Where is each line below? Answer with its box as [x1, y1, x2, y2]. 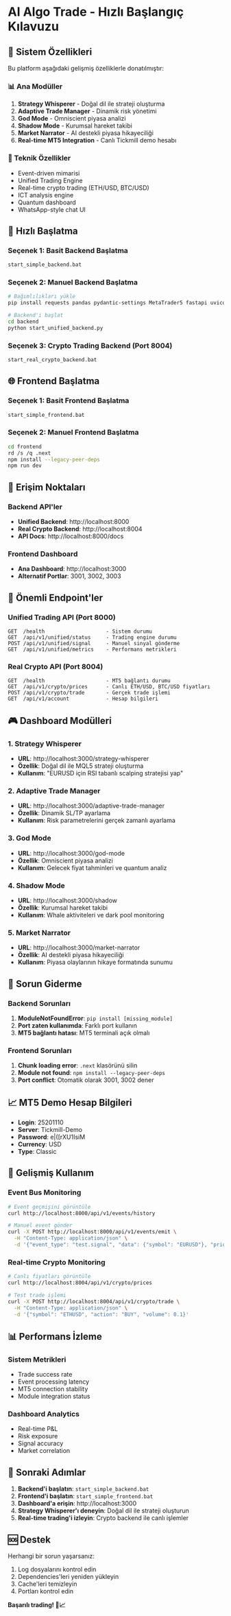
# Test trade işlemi [8, 1292, 67, 1299]
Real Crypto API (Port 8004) [8, 662, 104, 671]
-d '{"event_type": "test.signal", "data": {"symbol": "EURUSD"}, [14, 1242, 208, 1249]
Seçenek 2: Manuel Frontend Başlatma [8, 428, 139, 437]
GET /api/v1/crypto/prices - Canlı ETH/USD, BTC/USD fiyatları [8, 684, 211, 690]
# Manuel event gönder [8, 1222, 73, 1229]
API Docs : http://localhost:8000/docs [17, 532, 124, 540]
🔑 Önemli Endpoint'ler [8, 592, 104, 603]
